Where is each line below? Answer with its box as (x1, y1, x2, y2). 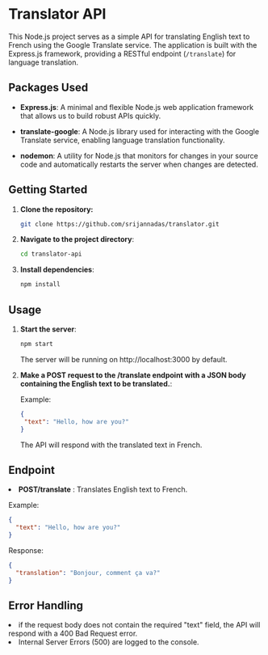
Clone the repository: (19, 204, 94, 214)
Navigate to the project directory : (19, 235, 135, 244)
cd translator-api (19, 250, 82, 259)
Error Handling (8, 598, 83, 612)
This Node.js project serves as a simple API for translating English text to (8, 32, 250, 41)
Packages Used (8, 81, 89, 95)
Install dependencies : (19, 264, 94, 275)
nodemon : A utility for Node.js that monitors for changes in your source (19, 150, 258, 160)
